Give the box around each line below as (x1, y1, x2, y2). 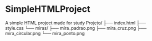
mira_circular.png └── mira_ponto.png (5, 30, 85, 36)
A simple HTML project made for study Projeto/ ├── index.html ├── (5, 20, 146, 26)
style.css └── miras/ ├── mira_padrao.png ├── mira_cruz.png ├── (5, 25, 147, 31)
